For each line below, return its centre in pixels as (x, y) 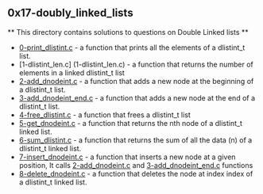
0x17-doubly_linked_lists (70, 13)
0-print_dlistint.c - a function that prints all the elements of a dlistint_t (132, 48)
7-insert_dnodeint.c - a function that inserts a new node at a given (127, 157)
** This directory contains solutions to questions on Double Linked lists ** (128, 32)
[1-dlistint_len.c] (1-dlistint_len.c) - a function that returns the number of (136, 64)
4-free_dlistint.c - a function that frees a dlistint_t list (105, 115)
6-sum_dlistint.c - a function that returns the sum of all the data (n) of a (135, 140)
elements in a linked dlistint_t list (72, 72)
